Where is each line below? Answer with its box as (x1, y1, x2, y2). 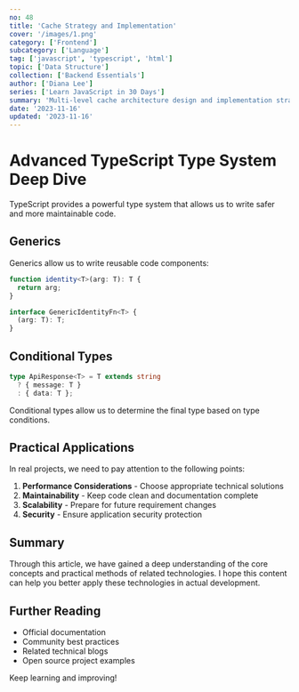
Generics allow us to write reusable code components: (9, 257, 209, 268)
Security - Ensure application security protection (21, 509, 203, 520)
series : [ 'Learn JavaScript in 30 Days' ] (9, 87, 166, 96)
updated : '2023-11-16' (9, 112, 93, 121)
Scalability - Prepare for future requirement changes (21, 500, 216, 511)
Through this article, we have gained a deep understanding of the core (9, 559, 269, 569)
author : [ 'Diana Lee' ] (9, 79, 93, 88)
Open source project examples (21, 656, 135, 665)
